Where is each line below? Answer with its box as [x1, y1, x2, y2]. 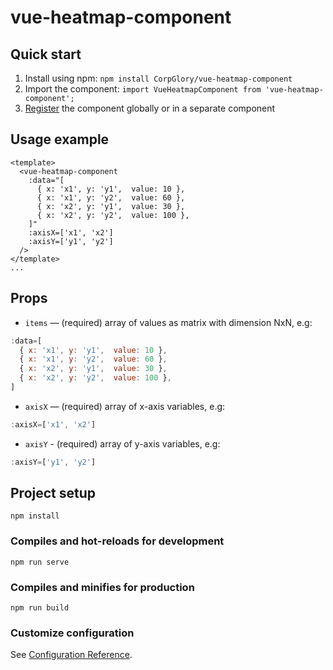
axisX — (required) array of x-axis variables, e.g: [24, 400, 226, 412]
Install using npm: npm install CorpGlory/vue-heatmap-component [24, 72, 293, 84]
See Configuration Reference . [10, 649, 133, 661]
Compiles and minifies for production [10, 580, 195, 594]
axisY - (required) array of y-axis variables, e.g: [24, 437, 221, 450]
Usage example [10, 131, 110, 148]
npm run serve [10, 557, 70, 567]
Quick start [10, 46, 82, 63]
